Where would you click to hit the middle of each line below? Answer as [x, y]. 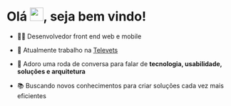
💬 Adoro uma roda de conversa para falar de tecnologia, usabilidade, [119, 63]
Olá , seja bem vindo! [77, 17]
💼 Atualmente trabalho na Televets [67, 50]
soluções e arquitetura [51, 71]
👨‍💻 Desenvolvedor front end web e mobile [79, 36]
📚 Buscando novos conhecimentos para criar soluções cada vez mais [120, 85]
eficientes [32, 95]
